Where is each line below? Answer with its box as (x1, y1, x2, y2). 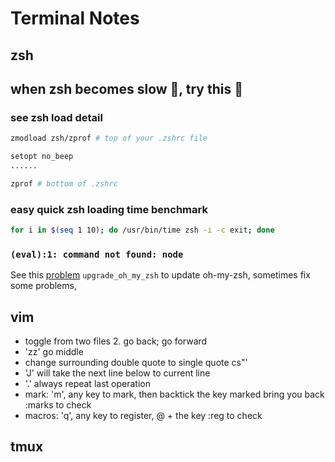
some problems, (10, 280, 77, 292)
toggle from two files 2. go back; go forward (24, 335, 208, 347)
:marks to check (24, 399, 92, 411)
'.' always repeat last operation (24, 378, 151, 390)
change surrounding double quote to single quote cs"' (24, 357, 248, 369)
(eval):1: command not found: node (10, 248, 184, 260)
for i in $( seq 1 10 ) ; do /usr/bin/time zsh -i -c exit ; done (10, 225, 275, 236)
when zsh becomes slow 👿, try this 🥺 (10, 80, 243, 97)
